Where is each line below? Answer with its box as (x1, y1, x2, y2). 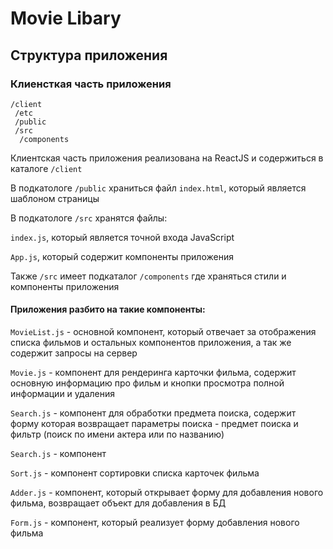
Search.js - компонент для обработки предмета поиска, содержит (10, 407, 297, 419)
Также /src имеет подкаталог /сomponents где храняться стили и (10, 270, 287, 282)
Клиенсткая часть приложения (10, 77, 172, 91)
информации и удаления (10, 388, 115, 400)
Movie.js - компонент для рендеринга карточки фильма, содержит (10, 367, 297, 379)
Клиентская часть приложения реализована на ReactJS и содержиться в (10, 152, 324, 164)
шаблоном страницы (10, 192, 100, 204)
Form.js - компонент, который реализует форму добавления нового (10, 517, 300, 529)
